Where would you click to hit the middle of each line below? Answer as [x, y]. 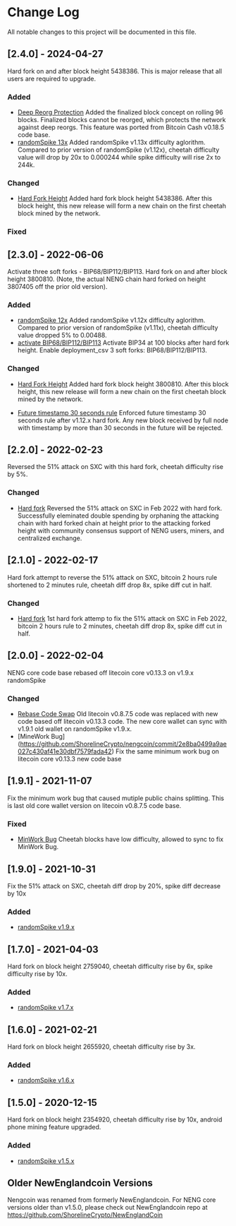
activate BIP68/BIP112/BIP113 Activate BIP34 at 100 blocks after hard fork [123, 343]
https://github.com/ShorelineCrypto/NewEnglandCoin [85, 1215]
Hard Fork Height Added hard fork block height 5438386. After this [115, 198]
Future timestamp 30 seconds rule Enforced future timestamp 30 [112, 412]
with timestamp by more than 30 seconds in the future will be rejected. [120, 427]
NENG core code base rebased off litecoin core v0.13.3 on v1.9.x [100, 672]
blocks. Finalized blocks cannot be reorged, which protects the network [122, 120]
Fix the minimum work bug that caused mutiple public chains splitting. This [116, 798]
